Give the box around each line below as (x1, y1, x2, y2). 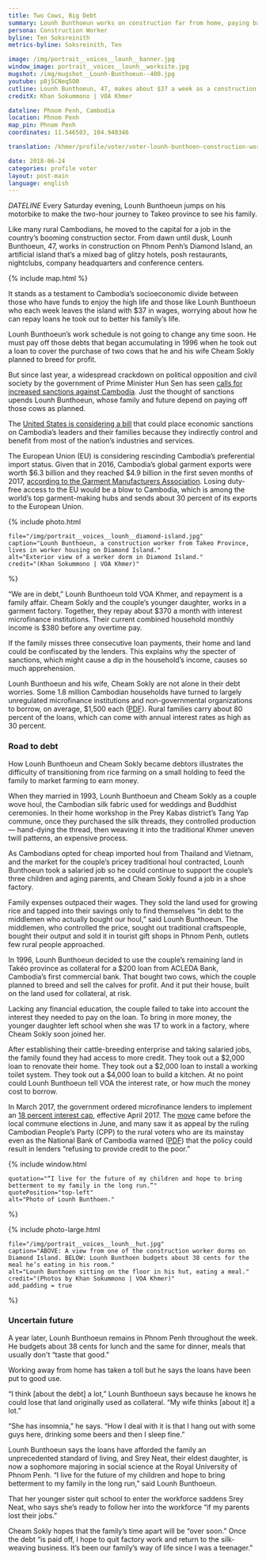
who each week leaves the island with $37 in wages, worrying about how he (8, 306, 257, 315)
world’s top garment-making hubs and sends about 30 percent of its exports (8, 493, 257, 503)
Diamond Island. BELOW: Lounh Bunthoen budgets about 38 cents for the (8, 1254, 249, 1261)
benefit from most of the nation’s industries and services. (8, 436, 195, 446)
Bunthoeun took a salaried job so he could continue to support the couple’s (8, 865, 253, 875)
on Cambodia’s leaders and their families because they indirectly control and (8, 428, 258, 437)
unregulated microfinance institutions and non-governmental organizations (8, 696, 253, 706)
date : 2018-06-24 (8, 157, 66, 165)
